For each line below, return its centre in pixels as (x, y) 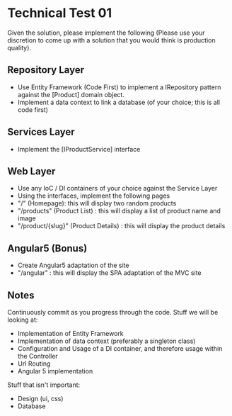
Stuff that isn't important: (44, 385)
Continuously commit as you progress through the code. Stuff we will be (113, 312)
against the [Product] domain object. (71, 94)
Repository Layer (46, 70)
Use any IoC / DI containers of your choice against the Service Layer (117, 189)
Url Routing (34, 364)
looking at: (23, 320)
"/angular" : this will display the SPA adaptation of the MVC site (109, 273)
